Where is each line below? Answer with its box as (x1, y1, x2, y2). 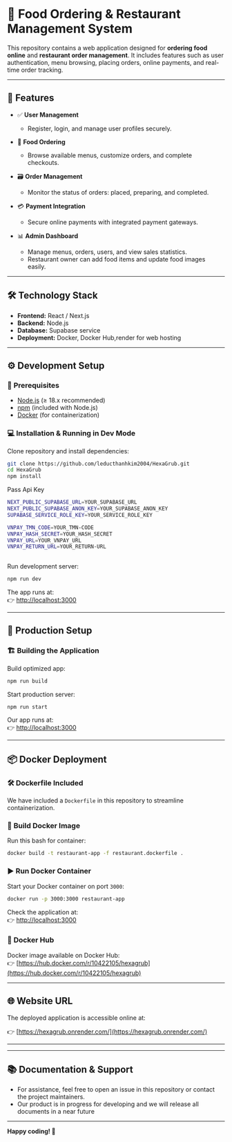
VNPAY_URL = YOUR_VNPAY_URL (7, 537, 81, 544)
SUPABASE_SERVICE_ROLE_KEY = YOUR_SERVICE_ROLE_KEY (7, 511, 153, 518)
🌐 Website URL (7, 995, 73, 1007)
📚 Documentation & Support (7, 1064, 133, 1076)
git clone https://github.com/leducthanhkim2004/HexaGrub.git (7, 460, 190, 467)
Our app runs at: (7, 716, 54, 724)
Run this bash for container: (7, 836, 86, 845)
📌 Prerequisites (7, 380, 60, 390)
